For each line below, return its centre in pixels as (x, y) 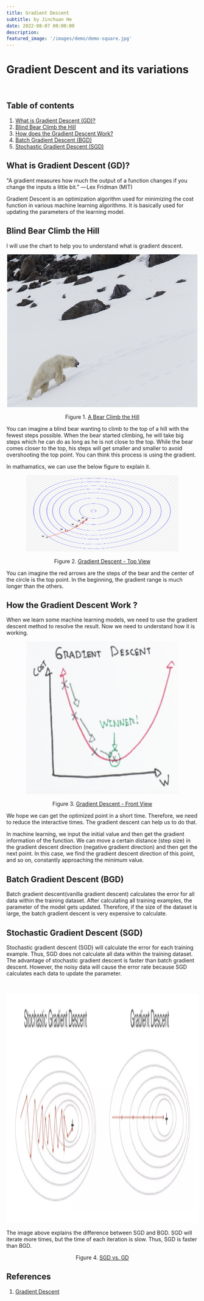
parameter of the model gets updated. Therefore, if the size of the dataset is (102, 907)
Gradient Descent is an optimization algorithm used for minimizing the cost (100, 199)
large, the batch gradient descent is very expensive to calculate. (87, 914)
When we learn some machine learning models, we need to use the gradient (102, 620)
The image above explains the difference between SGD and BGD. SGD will (99, 1233)
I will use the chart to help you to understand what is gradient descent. (95, 246)
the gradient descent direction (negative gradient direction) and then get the (102, 847)
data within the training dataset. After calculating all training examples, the (99, 901)
